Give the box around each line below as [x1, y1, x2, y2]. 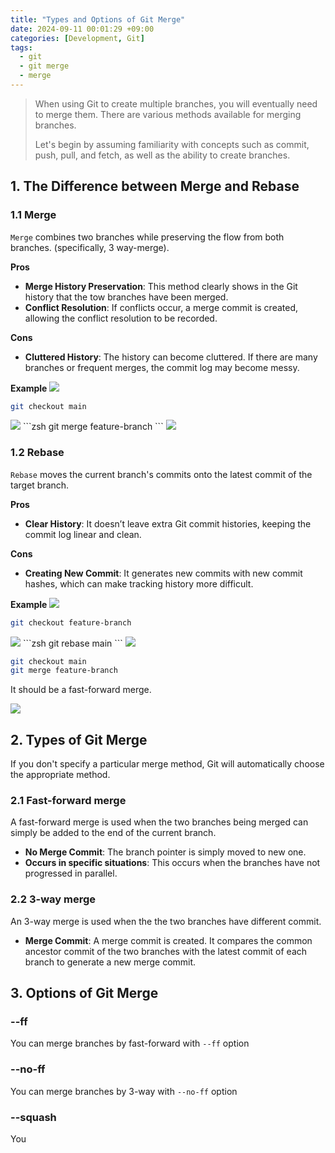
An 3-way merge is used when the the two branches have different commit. [10, 915, 322, 927]
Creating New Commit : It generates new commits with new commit [24, 567, 303, 579]
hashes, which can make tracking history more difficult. [24, 577, 254, 590]
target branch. [10, 479, 70, 491]
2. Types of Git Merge [10, 731, 148, 748]
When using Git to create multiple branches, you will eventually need [34, 97, 318, 110]
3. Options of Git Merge [10, 985, 159, 1002]
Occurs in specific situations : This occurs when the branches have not [24, 857, 321, 869]
